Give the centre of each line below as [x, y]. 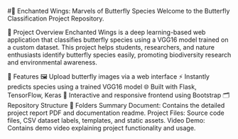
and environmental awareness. [52, 62]
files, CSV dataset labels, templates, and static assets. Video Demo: [106, 120]
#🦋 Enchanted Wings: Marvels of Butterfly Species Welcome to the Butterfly [119, 11]
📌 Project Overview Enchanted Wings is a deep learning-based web [107, 32]
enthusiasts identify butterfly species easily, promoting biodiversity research [119, 55]
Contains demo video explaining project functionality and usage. [102, 128]
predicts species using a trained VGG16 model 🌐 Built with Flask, [102, 87]
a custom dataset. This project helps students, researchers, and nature [111, 47]
